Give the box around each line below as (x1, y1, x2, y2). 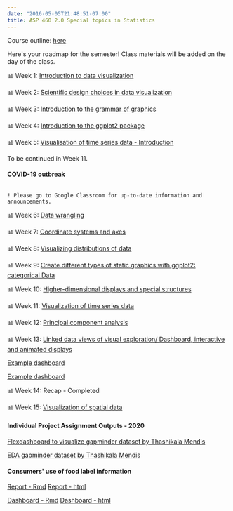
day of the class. (7, 57, 55, 65)
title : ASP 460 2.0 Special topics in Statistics (7, 17, 156, 24)
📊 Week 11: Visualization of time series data (7, 301, 135, 310)
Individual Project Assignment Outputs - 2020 (7, 422, 145, 430)
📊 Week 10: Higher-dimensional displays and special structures (7, 285, 192, 293)
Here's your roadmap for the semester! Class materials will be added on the (7, 50, 226, 58)
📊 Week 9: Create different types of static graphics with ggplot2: (7, 260, 196, 269)
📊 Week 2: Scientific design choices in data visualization (7, 88, 172, 96)
